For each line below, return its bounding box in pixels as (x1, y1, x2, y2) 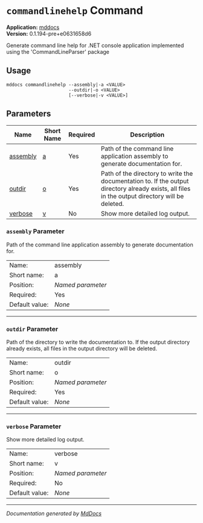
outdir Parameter (6, 324, 59, 333)
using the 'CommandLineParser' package (6, 48, 110, 55)
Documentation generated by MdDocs (6, 510, 101, 517)
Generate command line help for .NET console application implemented (6, 42, 184, 49)
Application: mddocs (6, 24, 60, 31)
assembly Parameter (6, 227, 65, 236)
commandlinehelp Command (6, 4, 143, 18)
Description (130, 130, 165, 139)
